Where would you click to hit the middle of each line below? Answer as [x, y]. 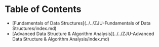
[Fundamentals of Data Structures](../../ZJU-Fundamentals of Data [81, 23]
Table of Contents [43, 9]
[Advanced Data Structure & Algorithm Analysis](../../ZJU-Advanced [83, 33]
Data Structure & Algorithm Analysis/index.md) [61, 39]
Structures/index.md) [34, 28]
